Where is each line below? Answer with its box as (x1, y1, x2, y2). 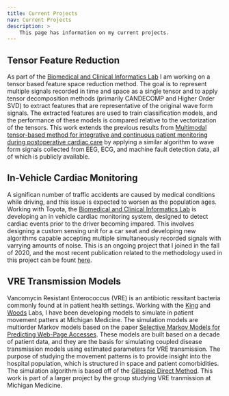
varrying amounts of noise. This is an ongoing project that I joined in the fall (7, 241, 220, 250)
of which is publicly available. (7, 153, 90, 161)
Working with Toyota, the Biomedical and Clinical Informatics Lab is (7, 204, 197, 213)
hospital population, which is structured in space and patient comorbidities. (7, 359, 219, 367)
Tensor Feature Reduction (7, 54, 120, 66)
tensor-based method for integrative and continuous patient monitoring (7, 131, 208, 139)
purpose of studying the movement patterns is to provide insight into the (7, 352, 211, 360)
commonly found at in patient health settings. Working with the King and (7, 301, 211, 309)
